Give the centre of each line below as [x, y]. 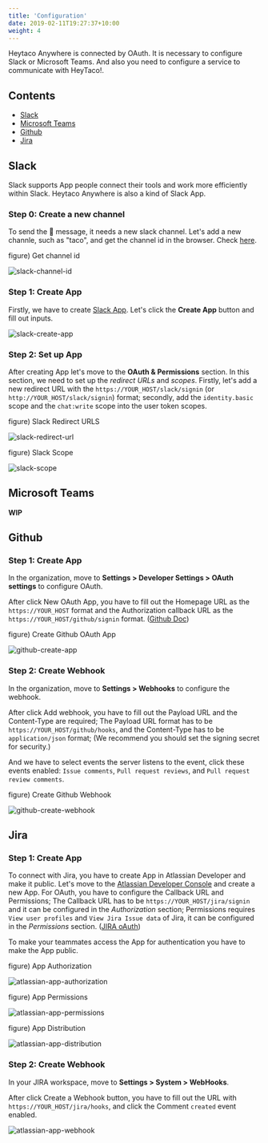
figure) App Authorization [50, 966]
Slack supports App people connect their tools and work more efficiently [128, 185]
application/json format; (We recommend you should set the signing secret [134, 737]
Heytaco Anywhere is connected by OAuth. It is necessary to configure [125, 54]
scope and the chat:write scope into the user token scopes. [108, 406]
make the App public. [43, 951]
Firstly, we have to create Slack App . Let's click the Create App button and [131, 309]
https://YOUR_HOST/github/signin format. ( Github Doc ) [99, 619]
